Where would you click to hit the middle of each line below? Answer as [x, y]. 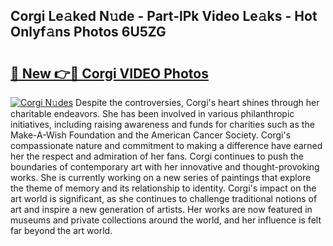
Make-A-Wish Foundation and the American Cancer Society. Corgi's [151, 135]
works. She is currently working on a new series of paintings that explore [161, 177]
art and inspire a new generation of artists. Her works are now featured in [161, 209]
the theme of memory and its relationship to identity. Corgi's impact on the [163, 188]
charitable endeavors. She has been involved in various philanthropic [152, 113]
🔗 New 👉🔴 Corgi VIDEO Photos [109, 73]
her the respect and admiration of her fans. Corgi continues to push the [157, 156]
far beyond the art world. [61, 230]
